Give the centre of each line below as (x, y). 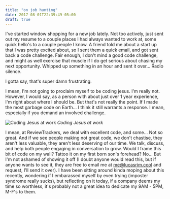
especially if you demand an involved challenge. (55, 113)
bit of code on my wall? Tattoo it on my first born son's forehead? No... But (83, 154)
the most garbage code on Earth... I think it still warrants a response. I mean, (85, 108)
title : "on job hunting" (31, 10)
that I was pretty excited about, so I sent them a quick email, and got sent (82, 50)
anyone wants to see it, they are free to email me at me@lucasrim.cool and (83, 165)
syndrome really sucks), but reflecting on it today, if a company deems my (83, 181)
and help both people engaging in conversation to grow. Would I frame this (83, 149)
